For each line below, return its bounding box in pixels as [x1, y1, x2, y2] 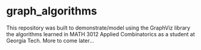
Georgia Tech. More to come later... [6, 37, 95, 44]
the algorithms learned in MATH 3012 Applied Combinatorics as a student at [6, 30, 195, 37]
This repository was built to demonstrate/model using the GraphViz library [6, 24, 191, 31]
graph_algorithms [6, 4, 98, 18]
